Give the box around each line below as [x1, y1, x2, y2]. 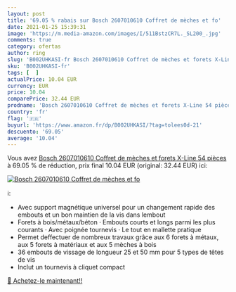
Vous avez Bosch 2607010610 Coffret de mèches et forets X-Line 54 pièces [7, 154, 227, 163]
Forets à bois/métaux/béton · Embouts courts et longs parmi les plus [17, 218, 216, 227]
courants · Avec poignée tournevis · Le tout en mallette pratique [17, 226, 202, 234]
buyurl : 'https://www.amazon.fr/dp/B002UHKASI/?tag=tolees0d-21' [7, 121, 202, 129]
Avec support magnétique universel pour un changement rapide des [17, 203, 216, 212]
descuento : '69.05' [7, 128, 65, 135]
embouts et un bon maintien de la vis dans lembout [17, 210, 166, 219]
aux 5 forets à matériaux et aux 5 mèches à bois [17, 241, 157, 249]
